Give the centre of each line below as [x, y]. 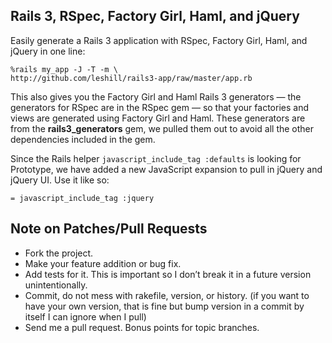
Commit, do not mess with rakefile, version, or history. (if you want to [167, 295]
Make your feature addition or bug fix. [103, 263]
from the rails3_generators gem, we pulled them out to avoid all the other [162, 128]
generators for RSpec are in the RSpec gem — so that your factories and [159, 107]
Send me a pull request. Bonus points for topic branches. [142, 327]
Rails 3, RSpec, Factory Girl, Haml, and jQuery [155, 16]
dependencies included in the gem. [83, 139]
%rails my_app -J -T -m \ [64, 69]
